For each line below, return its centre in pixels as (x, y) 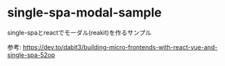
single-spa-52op (31, 55)
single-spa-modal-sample (84, 13)
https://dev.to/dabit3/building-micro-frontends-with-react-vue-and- (120, 47)
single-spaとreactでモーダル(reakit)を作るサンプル (80, 32)
